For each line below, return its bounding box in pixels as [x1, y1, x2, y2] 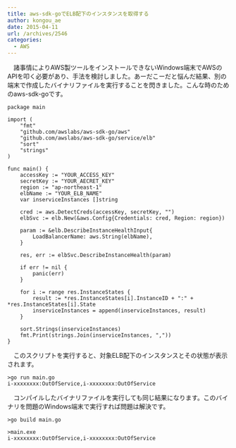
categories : [7, 37, 42, 44]
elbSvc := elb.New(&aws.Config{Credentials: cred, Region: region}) [20, 215, 225, 222]
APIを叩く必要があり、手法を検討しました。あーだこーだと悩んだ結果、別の [7, 72, 227, 80]
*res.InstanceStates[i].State [7, 301, 97, 308]
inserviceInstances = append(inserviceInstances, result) [32, 307, 206, 314]
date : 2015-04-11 [7, 23, 58, 30]
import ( [7, 116, 33, 123]
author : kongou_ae [7, 17, 61, 24]
